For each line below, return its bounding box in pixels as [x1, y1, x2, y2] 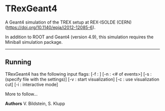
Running [5, 58, 32, 66]
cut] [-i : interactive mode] [5, 82, 58, 87]
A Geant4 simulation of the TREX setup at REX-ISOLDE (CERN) [5, 19, 132, 25]
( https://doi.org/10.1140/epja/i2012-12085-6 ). [5, 24, 96, 30]
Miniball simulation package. [5, 39, 63, 45]
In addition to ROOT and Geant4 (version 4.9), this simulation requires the [5, 34, 154, 40]
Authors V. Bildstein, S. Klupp [5, 100, 65, 106]
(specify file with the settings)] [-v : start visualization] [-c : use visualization [5, 76, 160, 82]
